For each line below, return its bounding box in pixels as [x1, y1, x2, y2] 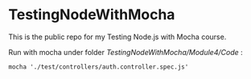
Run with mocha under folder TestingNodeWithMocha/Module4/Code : [8, 47, 243, 57]
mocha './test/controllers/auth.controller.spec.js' [8, 62, 189, 71]
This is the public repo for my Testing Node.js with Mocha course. [8, 32, 227, 41]
